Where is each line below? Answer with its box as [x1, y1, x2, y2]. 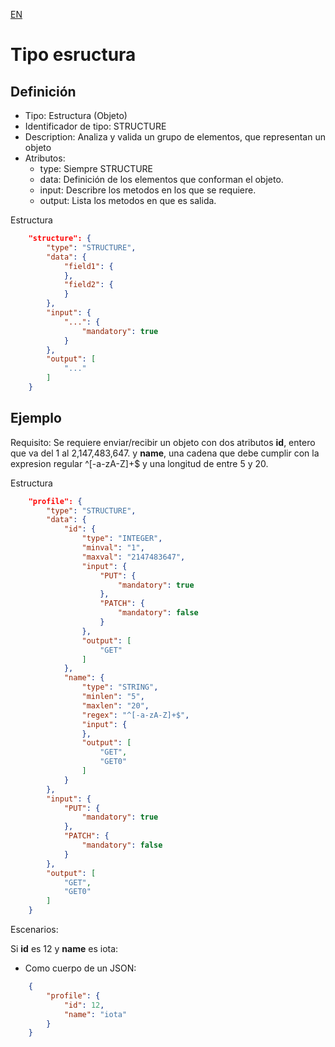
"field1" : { [63, 261, 114, 271]
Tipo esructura [10, 44, 137, 66]
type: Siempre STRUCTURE [39, 163, 154, 174]
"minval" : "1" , [81, 543, 145, 553]
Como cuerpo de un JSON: [24, 962, 137, 974]
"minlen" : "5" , [81, 692, 145, 702]
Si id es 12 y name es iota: [10, 943, 119, 955]
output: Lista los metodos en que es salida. [39, 195, 217, 206]
